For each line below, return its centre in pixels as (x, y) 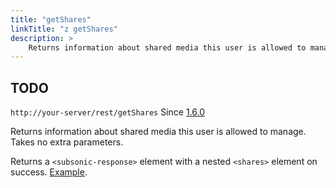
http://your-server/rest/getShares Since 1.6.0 (108, 112)
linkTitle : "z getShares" (64, 29)
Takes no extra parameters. (67, 142)
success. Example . (49, 172)
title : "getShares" (51, 19)
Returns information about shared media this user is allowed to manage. (158, 132)
